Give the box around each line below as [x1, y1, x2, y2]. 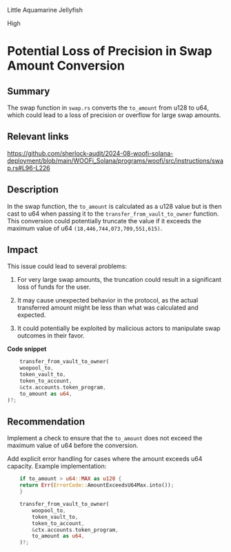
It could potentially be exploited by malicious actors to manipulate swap [17, 324, 221, 333]
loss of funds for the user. [17, 283, 91, 292]
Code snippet [7, 345, 47, 354]
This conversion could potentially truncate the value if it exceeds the [7, 216, 201, 225]
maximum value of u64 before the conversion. [7, 441, 139, 450]
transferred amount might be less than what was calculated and [17, 303, 199, 312]
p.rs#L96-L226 [7, 163, 50, 172]
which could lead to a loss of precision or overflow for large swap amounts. [7, 111, 221, 119]
